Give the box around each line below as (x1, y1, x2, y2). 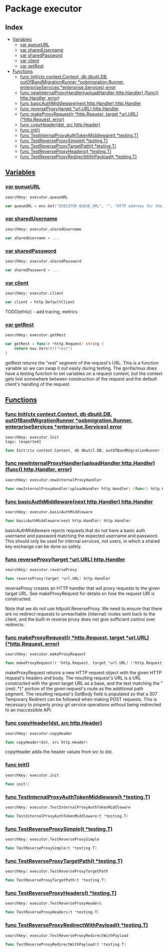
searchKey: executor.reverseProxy (5, 567, 77, 572)
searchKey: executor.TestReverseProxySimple (5, 837, 99, 842)
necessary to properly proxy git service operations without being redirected (5, 701, 161, 708)
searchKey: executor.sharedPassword (5, 259, 81, 264)
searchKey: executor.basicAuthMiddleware (5, 510, 93, 515)
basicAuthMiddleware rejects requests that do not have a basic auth (5, 527, 145, 533)
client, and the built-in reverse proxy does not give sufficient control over (5, 616, 155, 623)
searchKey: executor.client (5, 291, 64, 296)
